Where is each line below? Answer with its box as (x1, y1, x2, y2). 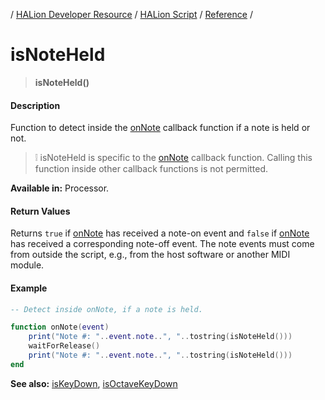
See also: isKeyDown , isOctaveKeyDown (10, 377, 178, 389)
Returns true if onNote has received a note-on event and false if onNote (10, 227, 310, 239)
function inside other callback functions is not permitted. (34, 163, 269, 175)
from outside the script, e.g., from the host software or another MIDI (10, 249, 291, 261)
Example (10, 282, 48, 294)
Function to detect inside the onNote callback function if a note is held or (10, 122, 311, 134)
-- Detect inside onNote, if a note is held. (10, 304, 203, 314)
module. (10, 259, 45, 271)
